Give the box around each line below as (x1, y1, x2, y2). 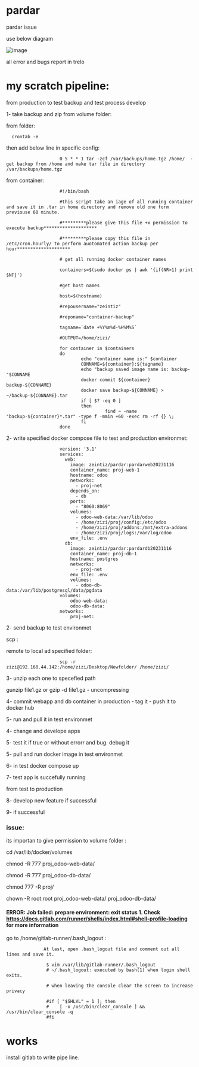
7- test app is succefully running (6, 773, 86, 781)
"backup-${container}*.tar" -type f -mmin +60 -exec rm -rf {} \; (6, 414, 175, 419)
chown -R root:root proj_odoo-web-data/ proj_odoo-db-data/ (6, 895, 157, 902)
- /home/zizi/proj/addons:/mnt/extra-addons (75, 524, 188, 530)
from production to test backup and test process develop (6, 99, 147, 106)
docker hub (6, 704, 35, 711)
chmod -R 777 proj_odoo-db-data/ (6, 872, 91, 879)
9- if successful (6, 808, 45, 816)
